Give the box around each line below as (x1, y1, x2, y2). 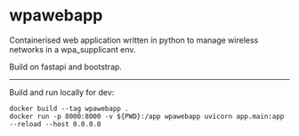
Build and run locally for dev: (9, 86, 115, 98)
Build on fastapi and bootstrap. (9, 61, 123, 72)
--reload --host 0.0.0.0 (9, 119, 101, 129)
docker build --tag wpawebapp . (9, 104, 129, 113)
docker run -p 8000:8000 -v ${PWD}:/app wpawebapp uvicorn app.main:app (9, 112, 285, 121)
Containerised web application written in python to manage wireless (9, 35, 259, 45)
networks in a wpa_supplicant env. (9, 44, 136, 54)
